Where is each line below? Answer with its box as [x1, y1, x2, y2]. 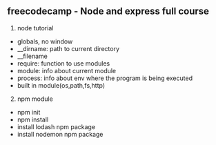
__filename [17, 52, 48, 60]
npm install [17, 115, 49, 124]
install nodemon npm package [17, 130, 104, 138]
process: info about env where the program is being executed [17, 74, 193, 82]
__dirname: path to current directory [17, 44, 119, 52]
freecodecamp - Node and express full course [7, 6, 209, 17]
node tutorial [17, 23, 54, 32]
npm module [17, 95, 53, 103]
